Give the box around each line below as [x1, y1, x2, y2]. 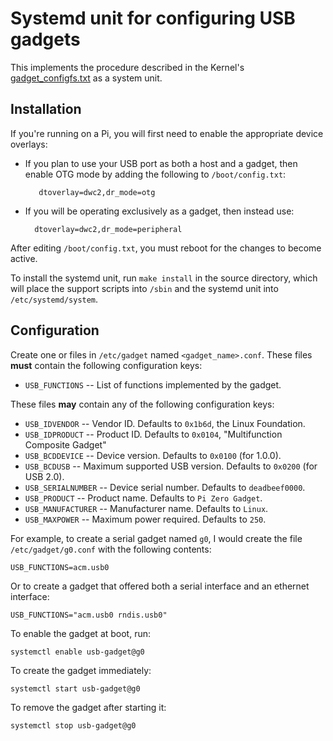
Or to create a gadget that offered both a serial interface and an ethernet [10, 580, 310, 592]
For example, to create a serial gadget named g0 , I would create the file [10, 532, 303, 544]
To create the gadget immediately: [10, 664, 152, 676]
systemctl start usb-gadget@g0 [10, 683, 141, 694]
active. [10, 252, 38, 264]
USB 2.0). [24, 470, 65, 482]
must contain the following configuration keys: [10, 359, 203, 371]
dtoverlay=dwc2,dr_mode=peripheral [34, 224, 183, 234]
